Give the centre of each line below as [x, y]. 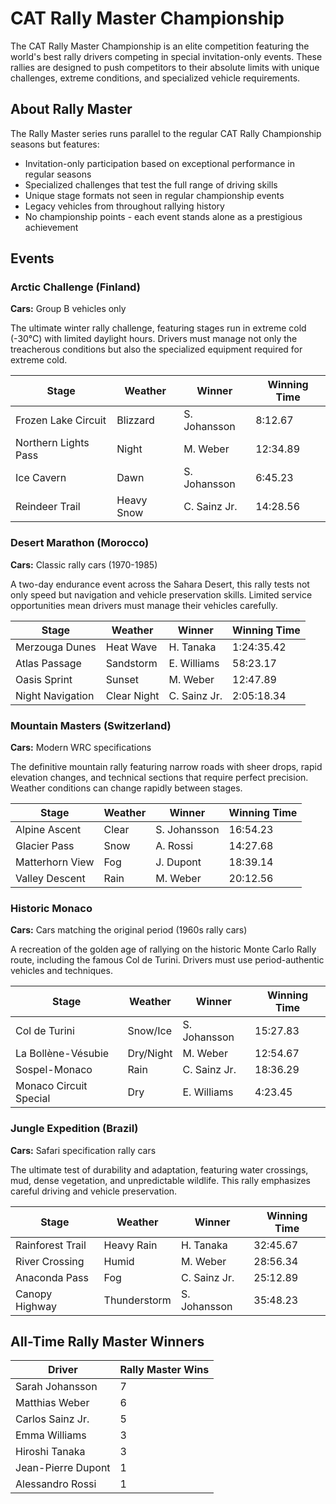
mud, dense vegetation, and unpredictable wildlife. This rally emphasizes [161, 1180]
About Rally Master [71, 109]
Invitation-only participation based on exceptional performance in [159, 163]
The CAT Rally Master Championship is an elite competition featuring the [160, 46]
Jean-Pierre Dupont [63, 1468]
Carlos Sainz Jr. [52, 1419]
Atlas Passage [48, 663]
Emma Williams [51, 1435]
